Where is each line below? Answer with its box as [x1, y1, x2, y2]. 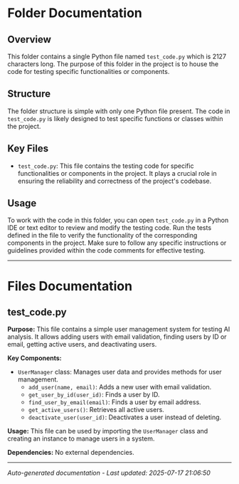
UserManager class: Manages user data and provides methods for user [17, 368, 222, 377]
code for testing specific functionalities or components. [7, 68, 170, 75]
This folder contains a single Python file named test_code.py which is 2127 [7, 52, 226, 60]
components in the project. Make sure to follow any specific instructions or [7, 238, 227, 247]
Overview [7, 33, 52, 46]
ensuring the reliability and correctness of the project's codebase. [17, 177, 212, 185]
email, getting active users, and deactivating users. [7, 340, 157, 349]
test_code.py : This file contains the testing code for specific [17, 162, 194, 170]
